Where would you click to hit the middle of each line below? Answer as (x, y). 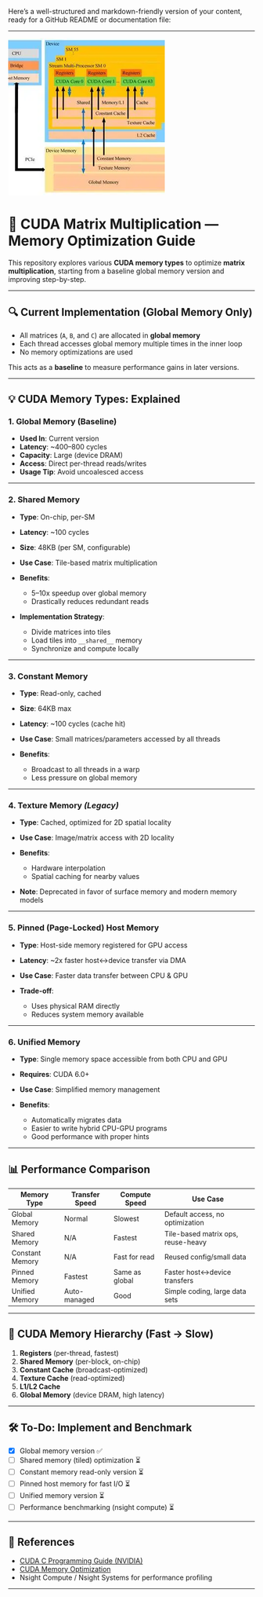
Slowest (126, 1218)
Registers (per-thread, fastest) (69, 1353)
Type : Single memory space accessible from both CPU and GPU (123, 1059)
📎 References (41, 1542)
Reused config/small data (205, 1257)
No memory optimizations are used (76, 352)
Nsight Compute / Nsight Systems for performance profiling (116, 1577)
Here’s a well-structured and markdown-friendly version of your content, (125, 11)
